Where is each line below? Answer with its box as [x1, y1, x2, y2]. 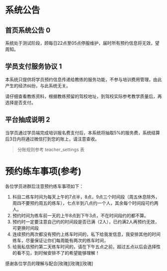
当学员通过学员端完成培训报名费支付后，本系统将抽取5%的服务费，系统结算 [5, 130, 161, 135]
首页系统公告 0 [5, 26, 51, 34]
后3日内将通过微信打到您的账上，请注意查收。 [5, 135, 99, 142]
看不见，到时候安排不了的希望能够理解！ [16, 250, 100, 256]
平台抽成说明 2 [5, 116, 51, 124]
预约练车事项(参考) [5, 165, 82, 177]
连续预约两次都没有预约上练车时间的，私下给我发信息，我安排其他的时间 [12, 231, 161, 237]
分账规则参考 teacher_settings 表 [17, 146, 84, 152]
